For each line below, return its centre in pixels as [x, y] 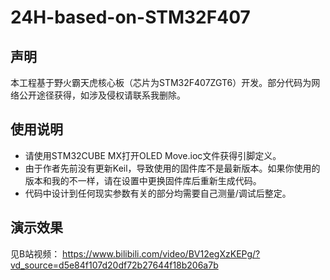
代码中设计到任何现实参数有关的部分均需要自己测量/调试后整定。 [158, 193]
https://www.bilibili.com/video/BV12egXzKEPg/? [161, 253]
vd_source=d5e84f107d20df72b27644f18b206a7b [114, 265]
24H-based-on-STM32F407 [130, 17]
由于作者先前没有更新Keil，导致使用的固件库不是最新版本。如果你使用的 [172, 168]
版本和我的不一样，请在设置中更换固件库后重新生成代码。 [143, 180]
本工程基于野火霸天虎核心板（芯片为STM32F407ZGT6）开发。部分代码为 [161, 82]
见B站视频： [35, 253]
